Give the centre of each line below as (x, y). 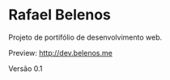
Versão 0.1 (25, 68)
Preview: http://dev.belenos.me (61, 53)
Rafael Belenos (60, 15)
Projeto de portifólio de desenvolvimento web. (85, 37)
